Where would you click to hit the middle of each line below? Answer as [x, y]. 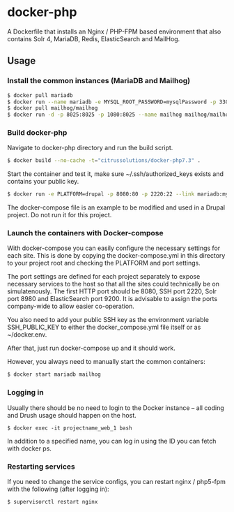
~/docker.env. [27, 335]
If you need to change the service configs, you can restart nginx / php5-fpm [117, 481]
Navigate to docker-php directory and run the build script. [90, 148]
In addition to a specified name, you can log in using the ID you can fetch [112, 441]
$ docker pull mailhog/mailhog [53, 108]
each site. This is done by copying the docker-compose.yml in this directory [116, 256]
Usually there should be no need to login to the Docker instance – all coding [116, 408]
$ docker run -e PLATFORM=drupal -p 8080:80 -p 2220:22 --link [101, 194]
